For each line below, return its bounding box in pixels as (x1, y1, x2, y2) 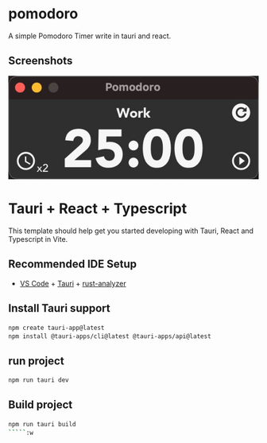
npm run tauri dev (8, 376, 69, 384)
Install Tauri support (8, 301, 110, 315)
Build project (8, 398, 73, 412)
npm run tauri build (8, 420, 77, 428)
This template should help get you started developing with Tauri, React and (8, 226, 254, 235)
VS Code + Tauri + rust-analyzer (19, 278, 126, 288)
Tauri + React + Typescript (8, 200, 188, 218)
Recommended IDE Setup (8, 258, 137, 271)
